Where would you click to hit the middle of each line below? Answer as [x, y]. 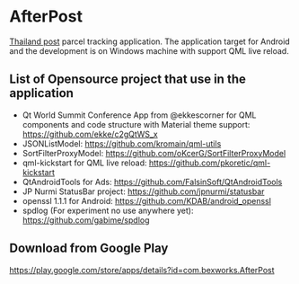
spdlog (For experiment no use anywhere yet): [108, 210]
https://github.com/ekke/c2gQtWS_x [90, 134]
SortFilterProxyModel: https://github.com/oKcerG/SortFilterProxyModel [154, 153]
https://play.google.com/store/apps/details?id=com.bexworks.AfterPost [142, 270]
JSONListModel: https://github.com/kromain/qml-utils [122, 143]
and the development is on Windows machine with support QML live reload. [149, 50]
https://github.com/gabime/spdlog [86, 220]
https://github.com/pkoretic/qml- [210, 163]
